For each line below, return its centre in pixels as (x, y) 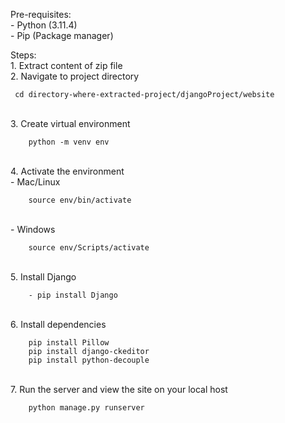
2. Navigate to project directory (75, 76)
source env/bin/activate (80, 200)
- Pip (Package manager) (62, 35)
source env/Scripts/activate (89, 248)
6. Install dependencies (58, 324)
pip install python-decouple (89, 360)
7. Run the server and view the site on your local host (119, 389)
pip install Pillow (69, 343)
